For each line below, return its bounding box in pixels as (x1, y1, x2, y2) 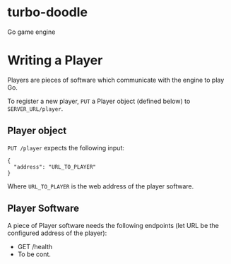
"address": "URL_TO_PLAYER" (13, 163, 97, 170)
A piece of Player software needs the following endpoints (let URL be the (7, 221, 219, 229)
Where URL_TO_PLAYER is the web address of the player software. (7, 181, 194, 191)
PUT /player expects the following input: (7, 143, 125, 152)
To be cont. (17, 250, 52, 258)
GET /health (17, 242, 53, 251)
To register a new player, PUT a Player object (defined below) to (7, 97, 191, 105)
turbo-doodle (7, 4, 88, 20)
